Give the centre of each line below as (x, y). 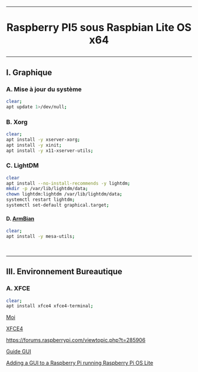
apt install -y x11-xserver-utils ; (50, 151)
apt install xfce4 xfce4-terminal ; (50, 306)
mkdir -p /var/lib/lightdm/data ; (47, 189)
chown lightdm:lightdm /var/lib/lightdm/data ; (64, 194)
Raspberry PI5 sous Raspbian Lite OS (99, 28)
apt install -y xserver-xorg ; (43, 139)
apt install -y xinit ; (34, 145)
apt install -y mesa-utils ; (41, 237)
